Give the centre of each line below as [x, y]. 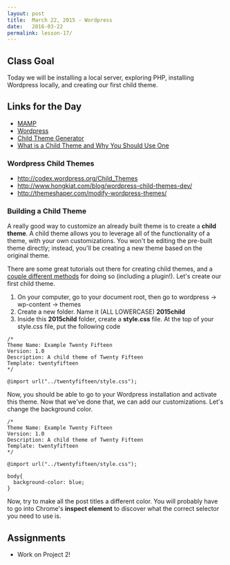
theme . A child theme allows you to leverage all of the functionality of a [109, 233]
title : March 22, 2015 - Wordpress [60, 20]
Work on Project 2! [44, 555]
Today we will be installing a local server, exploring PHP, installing [101, 78]
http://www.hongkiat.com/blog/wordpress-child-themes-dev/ [105, 186]
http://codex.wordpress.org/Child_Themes [77, 179]
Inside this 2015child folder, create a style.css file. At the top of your [115, 319]
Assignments [37, 538]
